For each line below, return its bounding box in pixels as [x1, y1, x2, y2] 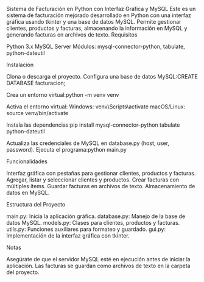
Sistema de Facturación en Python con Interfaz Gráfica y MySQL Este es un [6, 5, 196, 12]
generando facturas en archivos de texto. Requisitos [6, 31, 138, 38]
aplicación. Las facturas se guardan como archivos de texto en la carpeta [6, 262, 191, 269]
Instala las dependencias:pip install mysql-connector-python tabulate [6, 121, 180, 129]
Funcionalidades [6, 158, 47, 165]
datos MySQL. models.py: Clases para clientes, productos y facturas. [6, 219, 180, 226]
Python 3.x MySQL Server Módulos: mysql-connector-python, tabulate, [6, 43, 186, 50]
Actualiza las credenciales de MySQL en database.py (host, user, [6, 139, 169, 147]
